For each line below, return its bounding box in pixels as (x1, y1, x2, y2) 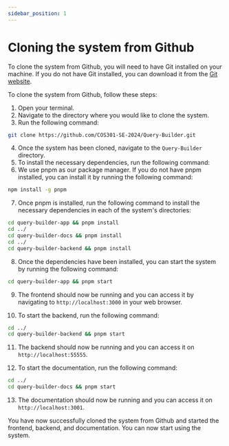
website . (8, 77, 32, 85)
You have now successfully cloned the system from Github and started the (8, 416, 219, 425)
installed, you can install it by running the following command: (17, 173, 193, 181)
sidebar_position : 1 (8, 10, 67, 17)
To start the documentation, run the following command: (17, 364, 178, 372)
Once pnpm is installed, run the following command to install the (17, 199, 200, 207)
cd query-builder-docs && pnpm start (8, 383, 116, 390)
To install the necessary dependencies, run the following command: (17, 159, 210, 167)
